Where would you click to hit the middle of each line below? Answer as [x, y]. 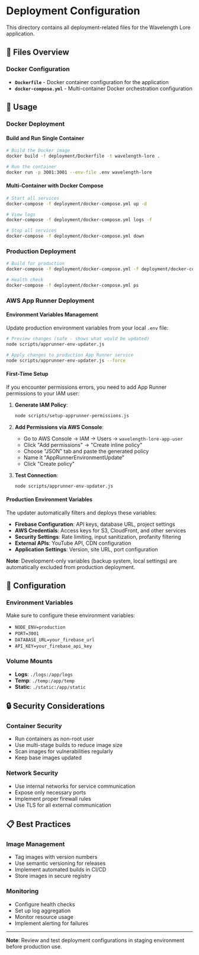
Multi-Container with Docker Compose [55, 186]
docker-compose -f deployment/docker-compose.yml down [75, 236]
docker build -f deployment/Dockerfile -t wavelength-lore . [83, 156]
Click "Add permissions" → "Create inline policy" [83, 445]
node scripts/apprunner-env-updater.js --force [66, 360]
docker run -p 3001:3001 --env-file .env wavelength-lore [79, 172]
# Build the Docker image [38, 151]
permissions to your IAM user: [43, 393]
